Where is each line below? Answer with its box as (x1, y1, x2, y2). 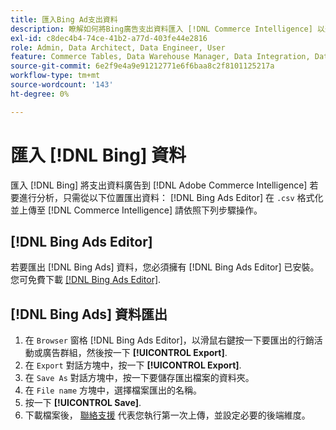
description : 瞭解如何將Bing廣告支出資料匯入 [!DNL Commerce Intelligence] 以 (10, 24, 325, 34)
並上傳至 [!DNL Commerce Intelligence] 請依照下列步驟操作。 (10, 204, 263, 216)
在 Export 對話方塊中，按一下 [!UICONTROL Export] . (24, 359, 242, 371)
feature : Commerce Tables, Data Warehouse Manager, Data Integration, (10, 52, 311, 62)
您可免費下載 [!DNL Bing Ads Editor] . (10, 274, 162, 286)
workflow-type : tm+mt (10, 71, 101, 81)
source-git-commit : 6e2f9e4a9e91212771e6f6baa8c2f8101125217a (10, 61, 275, 71)
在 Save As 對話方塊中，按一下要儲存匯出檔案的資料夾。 (24, 372, 255, 384)
